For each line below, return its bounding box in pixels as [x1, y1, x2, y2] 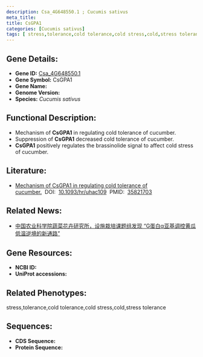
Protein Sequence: [14, 344, 63, 351]
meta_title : [6, 14, 36, 21]
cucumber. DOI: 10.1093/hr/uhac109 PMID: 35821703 [14, 188, 152, 195]
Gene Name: [14, 82, 47, 89]
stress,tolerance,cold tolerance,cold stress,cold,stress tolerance [6, 304, 166, 311]
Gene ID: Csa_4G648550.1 [14, 69, 81, 77]
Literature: [6, 166, 47, 176]
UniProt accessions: [14, 270, 68, 278]
